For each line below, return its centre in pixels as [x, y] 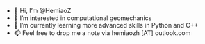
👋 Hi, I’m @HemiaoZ [42, 11]
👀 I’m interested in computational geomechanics [83, 18]
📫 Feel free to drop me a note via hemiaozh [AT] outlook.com [102, 33]
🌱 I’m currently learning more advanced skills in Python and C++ [106, 25]
